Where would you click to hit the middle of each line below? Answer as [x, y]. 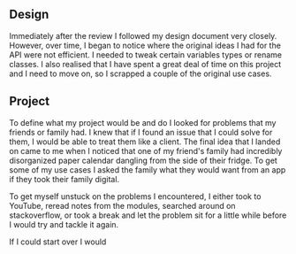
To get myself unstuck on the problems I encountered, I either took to [135, 196]
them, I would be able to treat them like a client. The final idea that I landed [145, 142]
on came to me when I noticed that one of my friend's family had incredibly [146, 150]
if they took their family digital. [65, 179]
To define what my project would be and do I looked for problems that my [143, 122]
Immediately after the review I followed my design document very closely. [143, 35]
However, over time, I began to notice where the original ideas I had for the [145, 45]
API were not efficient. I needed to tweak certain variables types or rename [146, 54]
